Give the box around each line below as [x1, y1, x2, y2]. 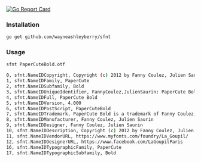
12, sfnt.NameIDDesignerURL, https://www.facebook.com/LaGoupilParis [6, 139, 184, 145]
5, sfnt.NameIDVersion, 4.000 [6, 100, 82, 106]
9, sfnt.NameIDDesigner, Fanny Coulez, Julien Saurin [6, 122, 144, 128]
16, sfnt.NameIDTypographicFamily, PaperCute [6, 144, 121, 150]
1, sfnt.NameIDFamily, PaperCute [6, 78, 90, 84]
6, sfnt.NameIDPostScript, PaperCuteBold [6, 105, 111, 111]
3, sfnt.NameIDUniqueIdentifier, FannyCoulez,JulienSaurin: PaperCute [6, 89, 186, 95]
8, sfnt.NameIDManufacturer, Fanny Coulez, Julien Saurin [6, 117, 154, 123]
